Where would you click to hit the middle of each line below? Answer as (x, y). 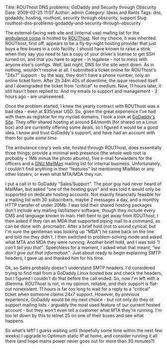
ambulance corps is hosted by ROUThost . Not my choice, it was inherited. (81, 38)
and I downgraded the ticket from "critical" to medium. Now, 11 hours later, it (83, 86)
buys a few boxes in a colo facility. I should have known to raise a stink (78, 49)
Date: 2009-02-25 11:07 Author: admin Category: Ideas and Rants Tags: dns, (83, 12)
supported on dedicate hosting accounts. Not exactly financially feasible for (83, 194)
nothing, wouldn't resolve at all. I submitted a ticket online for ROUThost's (81, 70)
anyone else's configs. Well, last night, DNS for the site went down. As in (80, 65)
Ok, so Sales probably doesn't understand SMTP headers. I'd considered (80, 268)
